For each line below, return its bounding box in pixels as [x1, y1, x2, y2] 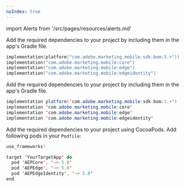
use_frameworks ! [6, 143, 46, 149]
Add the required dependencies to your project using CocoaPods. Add [6, 126, 177, 133]
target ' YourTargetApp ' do [6, 154, 72, 160]
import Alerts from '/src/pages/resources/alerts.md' [6, 25, 132, 32]
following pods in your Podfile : [6, 132, 81, 139]
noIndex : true [6, 8, 41, 15]
